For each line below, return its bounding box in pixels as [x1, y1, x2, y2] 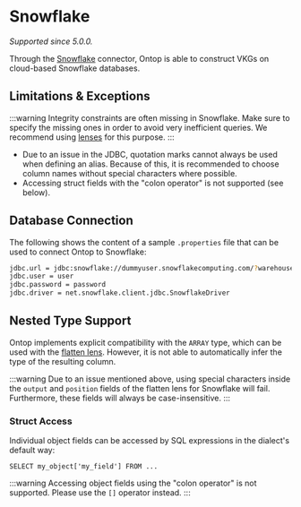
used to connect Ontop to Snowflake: [9, 246, 147, 257]
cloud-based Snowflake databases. [9, 63, 141, 73]
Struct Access [9, 415, 73, 427]
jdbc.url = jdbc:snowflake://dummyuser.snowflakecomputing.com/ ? [9, 263, 258, 272]
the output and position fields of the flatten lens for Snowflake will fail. [9, 382, 271, 393]
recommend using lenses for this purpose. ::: [9, 132, 175, 142]
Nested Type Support [9, 314, 132, 329]
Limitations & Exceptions [9, 89, 150, 104]
